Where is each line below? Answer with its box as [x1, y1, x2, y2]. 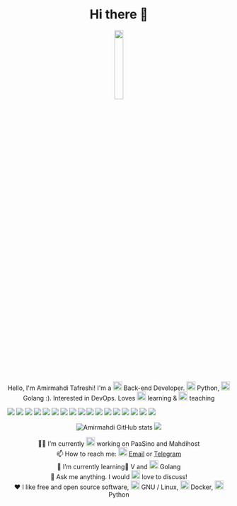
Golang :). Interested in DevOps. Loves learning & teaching [23, 393, 215, 402]
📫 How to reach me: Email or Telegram [56, 449, 182, 458]
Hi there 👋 [89, 6, 149, 23]
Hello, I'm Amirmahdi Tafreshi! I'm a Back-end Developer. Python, [7, 384, 220, 392]
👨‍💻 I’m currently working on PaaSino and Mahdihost [37, 439, 200, 448]
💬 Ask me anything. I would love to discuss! [50, 472, 187, 481]
